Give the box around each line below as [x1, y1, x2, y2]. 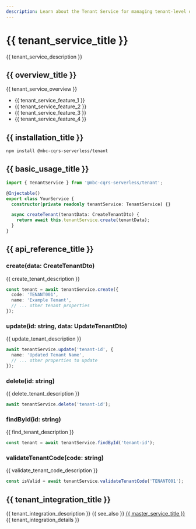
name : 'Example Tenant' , [11, 297, 72, 303]
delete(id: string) [6, 377, 55, 385]
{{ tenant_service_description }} [6, 53, 83, 60]
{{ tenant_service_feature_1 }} [14, 97, 85, 104]
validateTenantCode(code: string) [6, 454, 104, 462]
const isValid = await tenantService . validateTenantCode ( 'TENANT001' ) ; [6, 478, 184, 485]
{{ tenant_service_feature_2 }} [14, 103, 87, 110]
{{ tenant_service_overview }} [6, 85, 78, 92]
